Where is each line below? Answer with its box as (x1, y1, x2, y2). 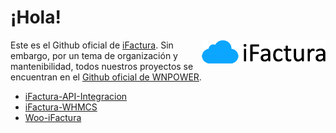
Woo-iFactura (24, 111, 82, 123)
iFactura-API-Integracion (24, 90, 128, 102)
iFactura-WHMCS (24, 101, 98, 113)
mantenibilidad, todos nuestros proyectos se (10, 60, 194, 72)
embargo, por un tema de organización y (10, 49, 178, 61)
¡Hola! (10, 6, 62, 29)
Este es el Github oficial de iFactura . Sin (10, 39, 174, 51)
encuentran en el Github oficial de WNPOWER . (10, 71, 202, 83)
